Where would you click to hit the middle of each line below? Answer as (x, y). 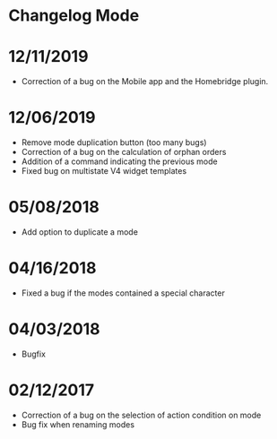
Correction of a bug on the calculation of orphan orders (124, 152)
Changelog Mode (74, 16)
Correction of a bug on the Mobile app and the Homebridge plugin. (145, 82)
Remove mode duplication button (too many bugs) (114, 142)
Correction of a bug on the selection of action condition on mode (141, 415)
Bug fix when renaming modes (78, 424)
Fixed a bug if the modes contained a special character (123, 293)
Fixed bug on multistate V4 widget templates (104, 171)
